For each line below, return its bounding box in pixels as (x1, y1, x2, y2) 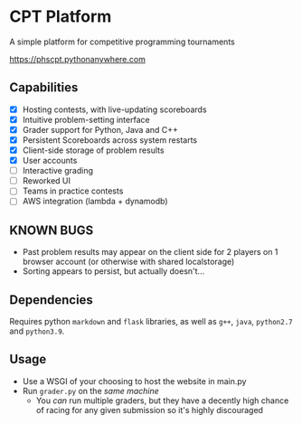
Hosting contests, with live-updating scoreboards (22, 104, 207, 115)
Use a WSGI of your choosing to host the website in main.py (22, 375, 247, 386)
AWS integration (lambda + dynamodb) (22, 196, 169, 207)
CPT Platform (9, 6, 112, 27)
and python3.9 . (9, 325, 65, 336)
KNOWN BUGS (9, 222, 94, 238)
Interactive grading (22, 165, 93, 176)
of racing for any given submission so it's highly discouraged (35, 404, 264, 415)
